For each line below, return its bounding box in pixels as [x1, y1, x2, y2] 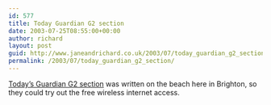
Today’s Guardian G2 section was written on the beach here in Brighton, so [8, 78, 257, 89]
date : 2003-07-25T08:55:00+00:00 [8, 27, 121, 35]
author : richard [8, 34, 63, 43]
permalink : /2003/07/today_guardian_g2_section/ [8, 57, 175, 65]
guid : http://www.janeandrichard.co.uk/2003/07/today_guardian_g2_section [8, 49, 265, 57]
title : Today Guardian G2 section [8, 19, 125, 27]
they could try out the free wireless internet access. [8, 87, 180, 97]
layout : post [8, 42, 52, 50]
